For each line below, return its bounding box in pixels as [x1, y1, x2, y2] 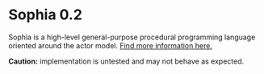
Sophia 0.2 [8, 6, 83, 24]
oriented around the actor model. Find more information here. [8, 40, 212, 50]
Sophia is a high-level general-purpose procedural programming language [8, 32, 256, 42]
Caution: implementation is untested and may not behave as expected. [8, 56, 245, 66]
